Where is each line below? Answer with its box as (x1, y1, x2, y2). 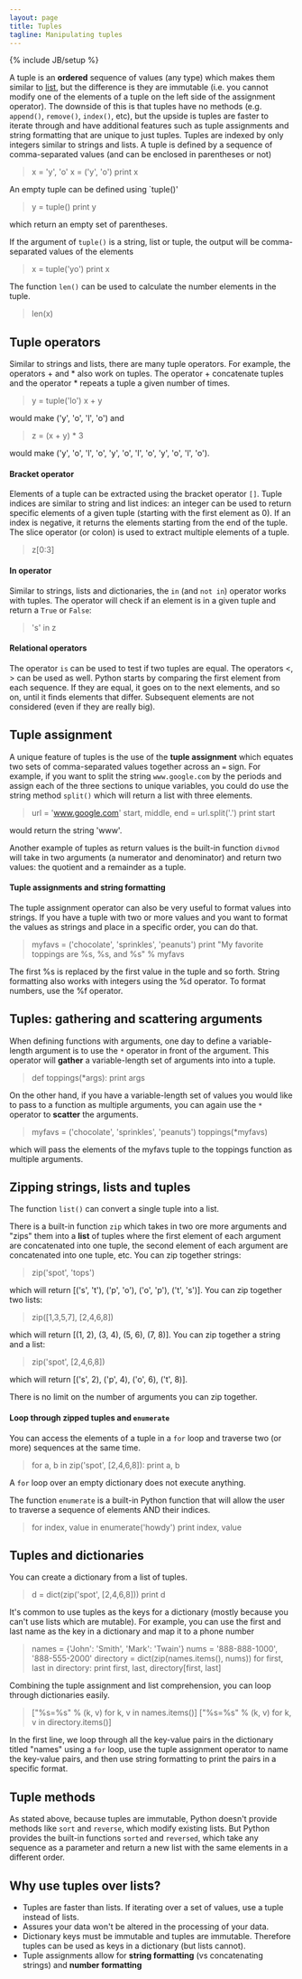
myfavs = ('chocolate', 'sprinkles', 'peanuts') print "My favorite (31, 939, 264, 950)
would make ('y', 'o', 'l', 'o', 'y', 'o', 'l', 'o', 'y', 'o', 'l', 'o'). (9, 448, 210, 459)
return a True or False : (9, 605, 92, 615)
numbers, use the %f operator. (9, 985, 124, 996)
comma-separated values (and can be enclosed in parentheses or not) (9, 149, 272, 160)
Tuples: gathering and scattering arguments (9, 1011, 263, 1027)
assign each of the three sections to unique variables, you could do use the (9, 780, 289, 791)
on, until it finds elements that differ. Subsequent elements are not (9, 691, 255, 702)
